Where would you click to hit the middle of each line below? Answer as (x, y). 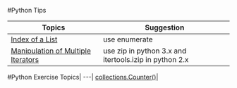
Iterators (25, 59)
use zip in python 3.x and (145, 51)
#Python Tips (27, 10)
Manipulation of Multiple (51, 51)
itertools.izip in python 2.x (146, 59)
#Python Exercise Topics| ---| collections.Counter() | (83, 77)
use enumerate (128, 39)
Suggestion (165, 27)
